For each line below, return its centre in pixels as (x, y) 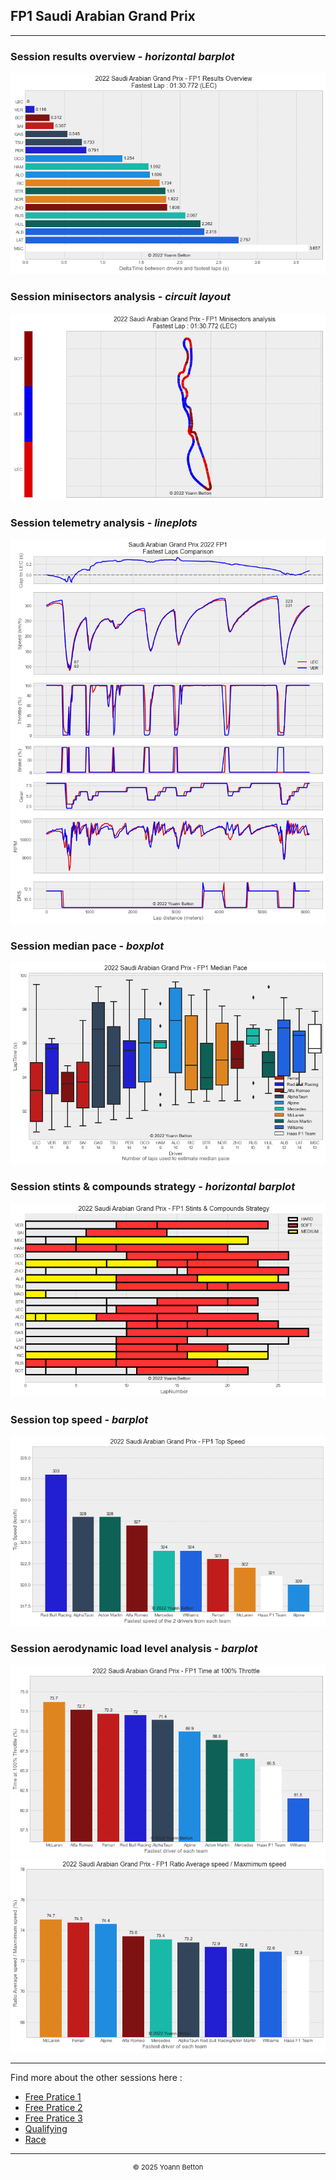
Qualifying (46, 2128)
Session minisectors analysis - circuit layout (120, 297)
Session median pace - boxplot (87, 946)
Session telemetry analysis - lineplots (104, 522)
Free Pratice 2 (53, 2107)
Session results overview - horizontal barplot (122, 56)
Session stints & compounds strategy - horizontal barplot (153, 1186)
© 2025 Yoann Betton (168, 2167)
